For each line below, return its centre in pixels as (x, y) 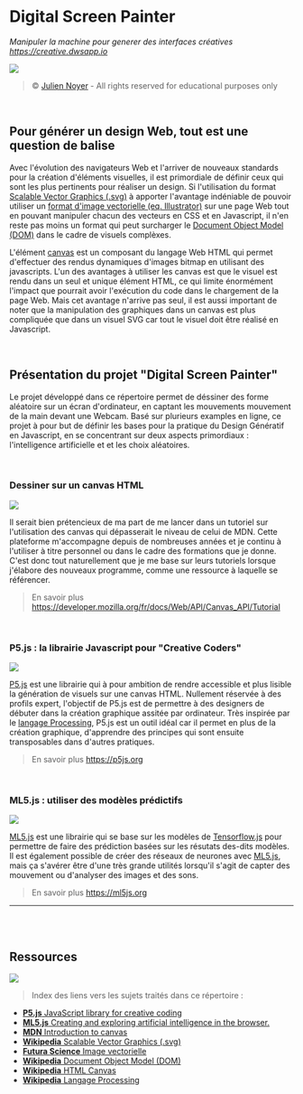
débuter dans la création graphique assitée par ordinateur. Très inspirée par (150, 713)
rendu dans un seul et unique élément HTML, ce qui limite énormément (141, 281)
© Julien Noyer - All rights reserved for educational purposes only (154, 85)
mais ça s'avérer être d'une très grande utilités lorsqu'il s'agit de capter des (150, 865)
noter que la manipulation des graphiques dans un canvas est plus (133, 310)
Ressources (44, 956)
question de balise (62, 146)
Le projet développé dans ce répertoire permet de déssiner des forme (139, 397)
